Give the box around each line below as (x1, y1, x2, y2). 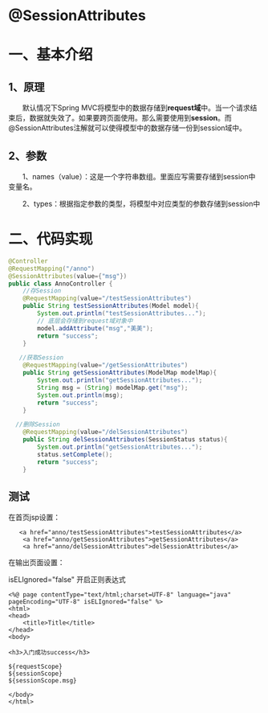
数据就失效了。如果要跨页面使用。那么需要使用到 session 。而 (29, 113, 232, 123)
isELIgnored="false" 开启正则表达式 (8, 575, 126, 584)
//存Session (22, 287, 62, 295)
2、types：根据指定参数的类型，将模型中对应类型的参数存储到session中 (22, 199, 261, 208)
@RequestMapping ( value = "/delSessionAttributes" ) (22, 428, 189, 436)
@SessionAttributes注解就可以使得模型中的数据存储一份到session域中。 (8, 123, 247, 133)
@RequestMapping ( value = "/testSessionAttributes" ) (22, 294, 193, 303)
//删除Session (15, 420, 60, 428)
